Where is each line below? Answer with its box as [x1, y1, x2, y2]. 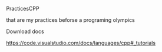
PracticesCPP [6, 5, 39, 12]
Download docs [6, 28, 44, 35]
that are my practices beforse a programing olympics [6, 17, 135, 23]
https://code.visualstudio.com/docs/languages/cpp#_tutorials [6, 40, 156, 46]
